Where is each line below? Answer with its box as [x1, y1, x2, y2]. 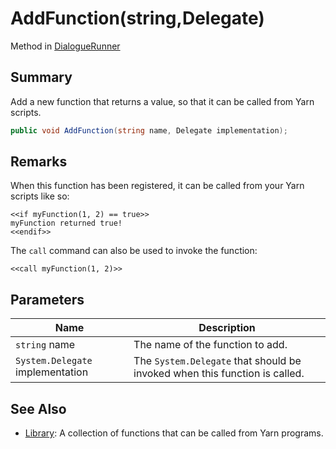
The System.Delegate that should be [133, 354, 302, 368]
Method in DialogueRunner [10, 40, 121, 52]
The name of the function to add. [133, 338, 288, 352]
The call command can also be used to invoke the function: [10, 245, 258, 257]
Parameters [10, 291, 85, 308]
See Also [10, 400, 67, 417]
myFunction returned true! [10, 218, 123, 229]
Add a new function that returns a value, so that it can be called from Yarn [10, 95, 315, 107]
